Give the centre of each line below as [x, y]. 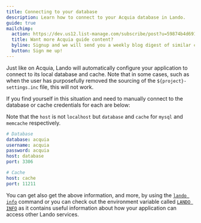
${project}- [172, 81]
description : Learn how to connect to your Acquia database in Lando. [96, 17]
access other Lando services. [43, 214]
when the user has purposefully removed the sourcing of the [81, 80]
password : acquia [28, 150]
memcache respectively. [33, 123]
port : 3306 [20, 162]
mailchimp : [20, 28]
